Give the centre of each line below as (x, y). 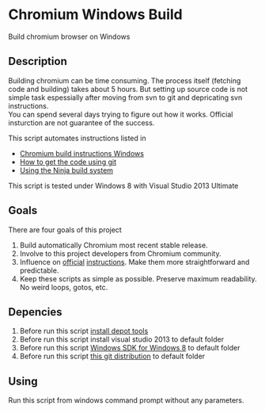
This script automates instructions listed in (77, 138)
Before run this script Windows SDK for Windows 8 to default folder (130, 348)
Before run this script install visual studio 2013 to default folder (121, 339)
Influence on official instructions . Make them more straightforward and (134, 262)
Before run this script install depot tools (84, 331)
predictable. (39, 270)
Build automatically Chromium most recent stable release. (114, 245)
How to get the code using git (68, 162)
